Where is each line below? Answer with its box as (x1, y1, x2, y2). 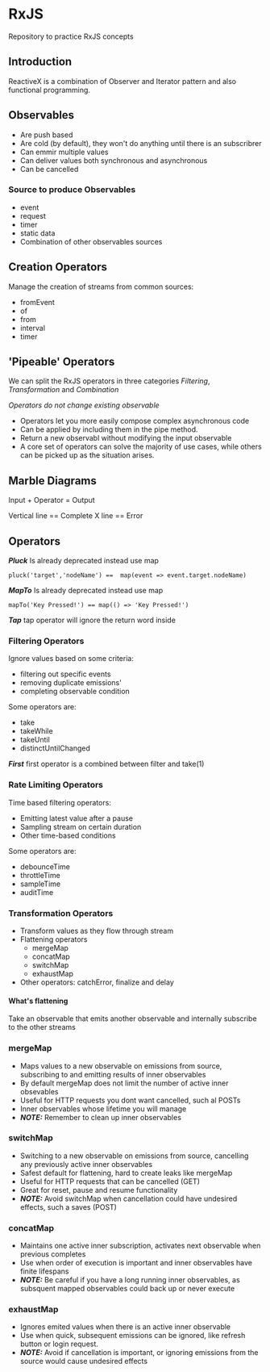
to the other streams (8, 1023, 77, 1032)
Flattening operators (19, 935, 88, 944)
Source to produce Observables (8, 184, 136, 195)
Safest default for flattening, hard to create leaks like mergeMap (19, 1168, 233, 1177)
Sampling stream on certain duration (19, 822, 142, 831)
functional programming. (8, 85, 91, 94)
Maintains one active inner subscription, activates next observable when (19, 1240, 261, 1251)
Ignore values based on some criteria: (8, 654, 135, 663)
